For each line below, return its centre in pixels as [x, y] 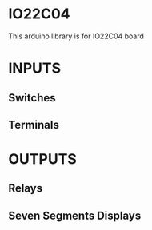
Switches [32, 98]
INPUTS [35, 68]
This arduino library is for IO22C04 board [76, 36]
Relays [25, 188]
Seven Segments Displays [75, 215]
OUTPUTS [43, 159]
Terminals [34, 125]
